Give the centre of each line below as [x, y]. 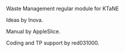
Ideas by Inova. [24, 20]
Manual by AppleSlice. [33, 31]
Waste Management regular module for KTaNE [63, 9]
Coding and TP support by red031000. [53, 43]
